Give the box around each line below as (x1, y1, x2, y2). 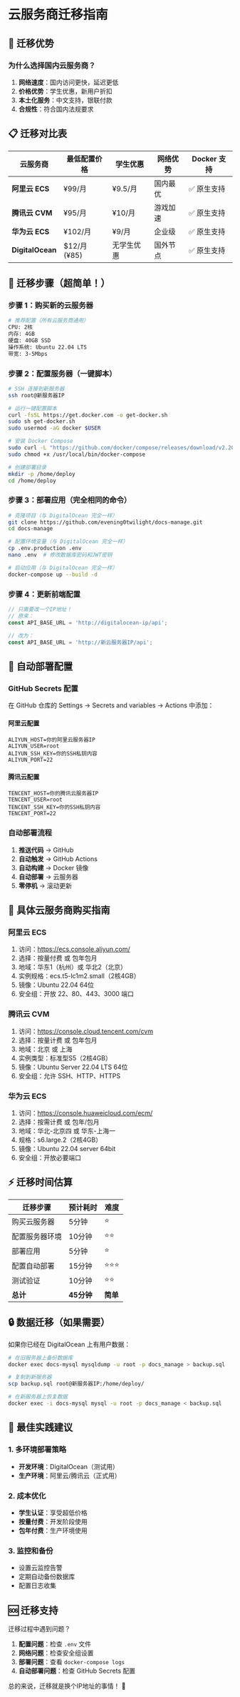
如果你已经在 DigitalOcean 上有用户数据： (8, 1340, 131, 1348)
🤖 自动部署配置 (8, 660, 73, 672)
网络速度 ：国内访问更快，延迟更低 (18, 78, 119, 86)
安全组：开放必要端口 (18, 1153, 81, 1162)
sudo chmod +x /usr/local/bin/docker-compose (8, 451, 145, 458)
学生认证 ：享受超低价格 (18, 1508, 88, 1517)
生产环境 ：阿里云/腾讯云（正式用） (18, 1471, 121, 1480)
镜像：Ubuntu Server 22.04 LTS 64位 (18, 1063, 128, 1071)
